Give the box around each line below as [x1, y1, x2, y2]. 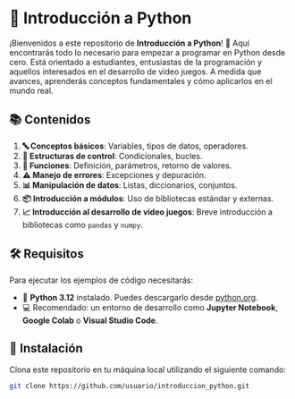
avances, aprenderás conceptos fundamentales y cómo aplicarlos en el [9, 75, 273, 86]
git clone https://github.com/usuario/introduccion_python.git [9, 382, 250, 391]
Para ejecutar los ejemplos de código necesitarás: [9, 275, 194, 285]
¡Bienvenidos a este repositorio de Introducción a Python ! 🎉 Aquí [9, 38, 250, 48]
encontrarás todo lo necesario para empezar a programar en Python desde [9, 47, 286, 57]
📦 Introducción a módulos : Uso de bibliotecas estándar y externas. [21, 192, 274, 204]
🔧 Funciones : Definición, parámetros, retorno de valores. [21, 160, 232, 171]
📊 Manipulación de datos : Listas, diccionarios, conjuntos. [21, 179, 238, 191]
